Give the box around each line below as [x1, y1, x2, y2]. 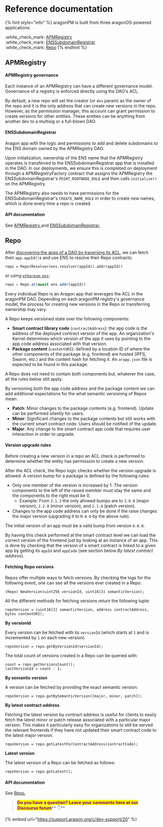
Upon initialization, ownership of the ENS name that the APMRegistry [5, 155, 143, 161]
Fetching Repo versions [5, 564, 54, 570]
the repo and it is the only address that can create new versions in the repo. [5, 103, 157, 109]
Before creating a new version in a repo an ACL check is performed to [5, 453, 145, 459]
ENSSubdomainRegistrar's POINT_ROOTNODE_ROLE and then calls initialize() [5, 175, 157, 181]
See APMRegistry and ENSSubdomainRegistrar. [5, 222, 101, 228]
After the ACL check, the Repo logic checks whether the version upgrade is [5, 467, 156, 473]
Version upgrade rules [5, 442, 51, 448]
